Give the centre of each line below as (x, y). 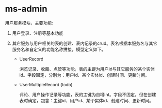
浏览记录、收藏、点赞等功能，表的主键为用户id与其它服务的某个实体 (87, 69)
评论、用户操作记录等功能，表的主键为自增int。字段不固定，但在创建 (88, 94)
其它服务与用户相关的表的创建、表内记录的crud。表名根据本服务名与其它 (85, 43)
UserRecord (31, 59)
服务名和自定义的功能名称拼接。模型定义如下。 (59, 49)
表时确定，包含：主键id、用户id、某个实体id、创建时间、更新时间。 (86, 100)
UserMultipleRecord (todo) (46, 84)
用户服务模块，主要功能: (29, 23)
